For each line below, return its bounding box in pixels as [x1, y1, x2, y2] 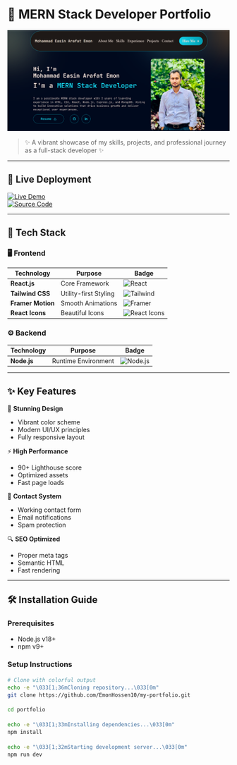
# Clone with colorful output [7, 676, 97, 683]
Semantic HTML [17, 558, 65, 567]
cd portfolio [7, 706, 46, 714]
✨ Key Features [7, 386, 76, 398]
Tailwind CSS [10, 289, 51, 298]
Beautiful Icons [61, 309, 104, 317]
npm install [7, 728, 42, 735]
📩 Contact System [7, 491, 62, 500]
